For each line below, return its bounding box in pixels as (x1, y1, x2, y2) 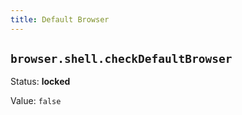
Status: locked (10, 76, 71, 88)
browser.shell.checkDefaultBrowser (10, 52, 233, 66)
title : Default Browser (10, 14, 110, 25)
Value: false (10, 95, 62, 107)
